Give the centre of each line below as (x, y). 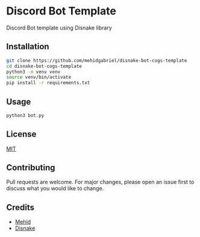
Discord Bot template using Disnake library (59, 28)
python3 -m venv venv (33, 72)
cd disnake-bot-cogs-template (44, 66)
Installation (28, 47)
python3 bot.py (25, 115)
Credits (20, 207)
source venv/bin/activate (39, 77)
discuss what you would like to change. (55, 188)
